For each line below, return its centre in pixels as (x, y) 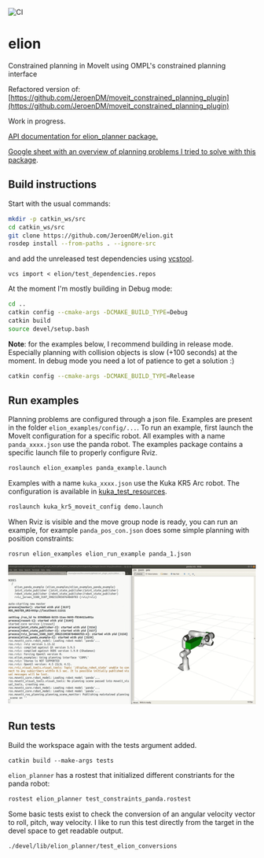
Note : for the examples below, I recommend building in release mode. (121, 344)
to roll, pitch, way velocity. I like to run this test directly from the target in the (131, 822)
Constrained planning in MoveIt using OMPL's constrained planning (117, 65)
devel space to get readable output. (66, 830)
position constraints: (41, 539)
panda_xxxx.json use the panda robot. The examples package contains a (126, 445)
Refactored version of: (44, 89)
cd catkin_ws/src (37, 227)
